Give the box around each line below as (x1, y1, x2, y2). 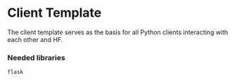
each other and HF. (7, 35, 63, 43)
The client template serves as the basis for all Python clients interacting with (7, 28, 229, 36)
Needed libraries (7, 52, 65, 62)
